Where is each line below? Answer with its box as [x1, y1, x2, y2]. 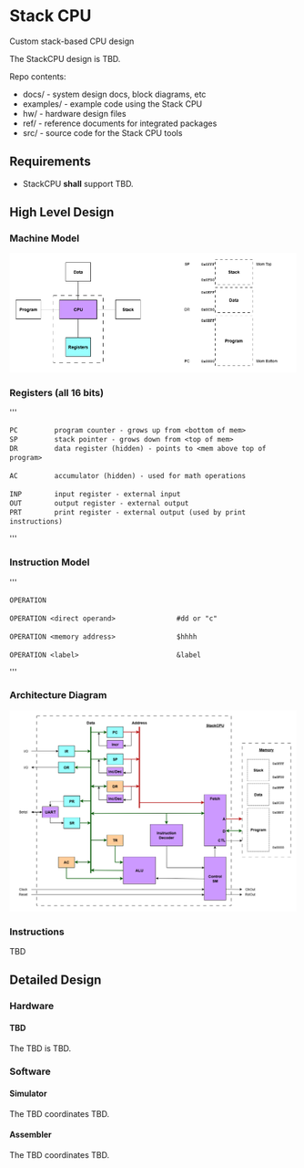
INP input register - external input [9, 490, 181, 499]
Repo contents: [9, 70, 66, 82]
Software [9, 1065, 52, 1078]
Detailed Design [9, 973, 102, 988]
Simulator [9, 1088, 47, 1100]
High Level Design [9, 204, 115, 220]
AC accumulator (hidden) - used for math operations [9, 472, 247, 481]
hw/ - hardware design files [22, 108, 127, 119]
